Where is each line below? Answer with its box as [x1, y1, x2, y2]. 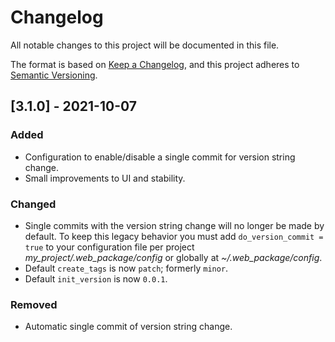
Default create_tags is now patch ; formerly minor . [24, 262, 229, 274]
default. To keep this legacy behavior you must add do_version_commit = [24, 230, 324, 242]
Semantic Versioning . [10, 69, 98, 81]
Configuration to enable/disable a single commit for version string [24, 151, 296, 163]
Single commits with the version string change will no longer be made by [24, 219, 325, 231]
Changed [10, 197, 57, 211]
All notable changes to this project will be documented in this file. [10, 39, 280, 51]
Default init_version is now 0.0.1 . [24, 272, 168, 285]
